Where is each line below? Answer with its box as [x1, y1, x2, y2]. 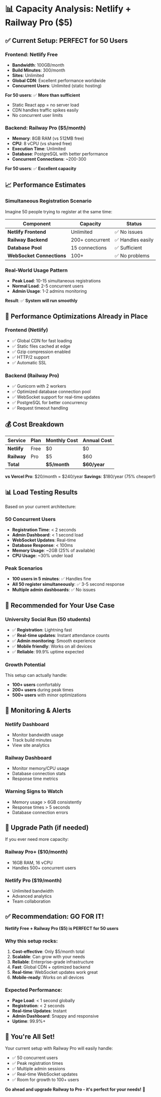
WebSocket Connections [7, 252, 66, 259]
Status [126, 220, 142, 227]
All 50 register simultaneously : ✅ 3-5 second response [12, 581, 125, 587]
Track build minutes [12, 737, 52, 743]
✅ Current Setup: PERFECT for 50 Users [5, 37, 128, 45]
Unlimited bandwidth [12, 888, 54, 894]
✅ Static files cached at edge [12, 343, 71, 349]
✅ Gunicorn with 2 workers [12, 383, 66, 389]
